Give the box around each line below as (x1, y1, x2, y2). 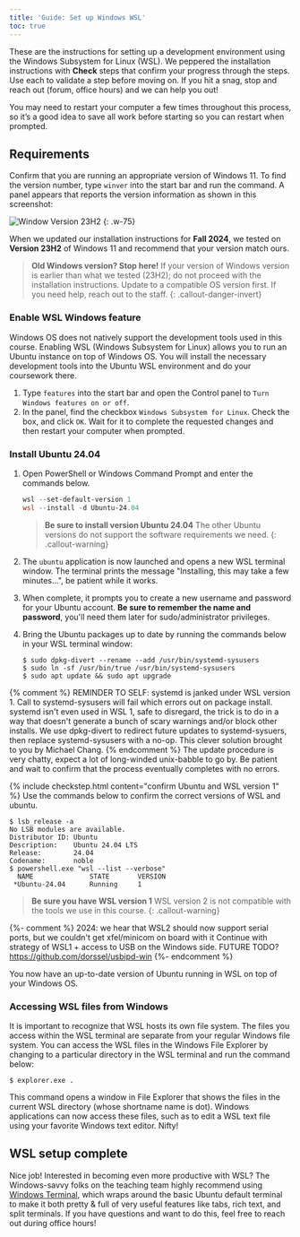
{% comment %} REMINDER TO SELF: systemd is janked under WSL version (9, 687, 291, 697)
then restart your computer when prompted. (21, 425, 185, 436)
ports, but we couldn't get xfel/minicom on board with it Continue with (9, 931, 268, 942)
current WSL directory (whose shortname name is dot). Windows (9, 1101, 249, 1112)
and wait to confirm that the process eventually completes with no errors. (9, 763, 280, 774)
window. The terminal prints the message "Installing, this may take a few (21, 566, 289, 576)
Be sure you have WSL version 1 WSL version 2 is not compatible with (30, 895, 292, 906)
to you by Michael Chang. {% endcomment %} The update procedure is (9, 744, 275, 755)
